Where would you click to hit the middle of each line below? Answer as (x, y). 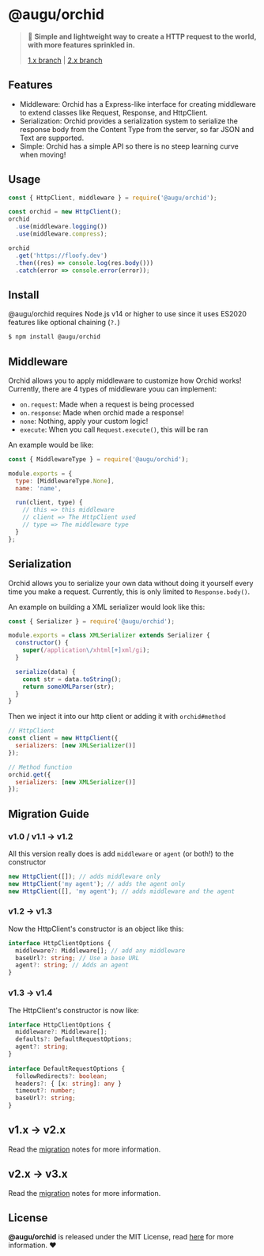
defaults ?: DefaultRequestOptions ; (74, 1039)
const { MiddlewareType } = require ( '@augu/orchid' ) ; (99, 459)
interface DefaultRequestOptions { (67, 1069)
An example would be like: (51, 445)
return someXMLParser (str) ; (68, 687)
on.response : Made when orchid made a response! (102, 412)
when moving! (43, 154)
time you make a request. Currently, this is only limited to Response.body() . (129, 592)
